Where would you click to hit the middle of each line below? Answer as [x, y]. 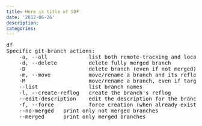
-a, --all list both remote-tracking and [100, 57]
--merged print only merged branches [82, 117]
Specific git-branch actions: [51, 51]
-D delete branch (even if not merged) [108, 69]
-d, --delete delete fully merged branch [95, 63]
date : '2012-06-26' [31, 17]
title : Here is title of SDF [43, 12]
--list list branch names [81, 87]
